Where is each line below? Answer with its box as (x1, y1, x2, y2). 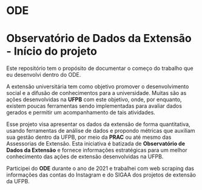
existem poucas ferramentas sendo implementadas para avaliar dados (6, 102, 182, 110)
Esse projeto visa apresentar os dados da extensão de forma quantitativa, (6, 121, 190, 128)
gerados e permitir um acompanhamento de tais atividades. (6, 109, 156, 116)
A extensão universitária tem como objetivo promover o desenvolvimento (6, 83, 189, 90)
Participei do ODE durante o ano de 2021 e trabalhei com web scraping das (6, 165, 194, 172)
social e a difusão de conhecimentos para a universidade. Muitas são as (6, 90, 187, 97)
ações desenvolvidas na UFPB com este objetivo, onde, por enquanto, (6, 96, 182, 104)
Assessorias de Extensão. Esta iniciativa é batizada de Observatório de (6, 140, 185, 147)
